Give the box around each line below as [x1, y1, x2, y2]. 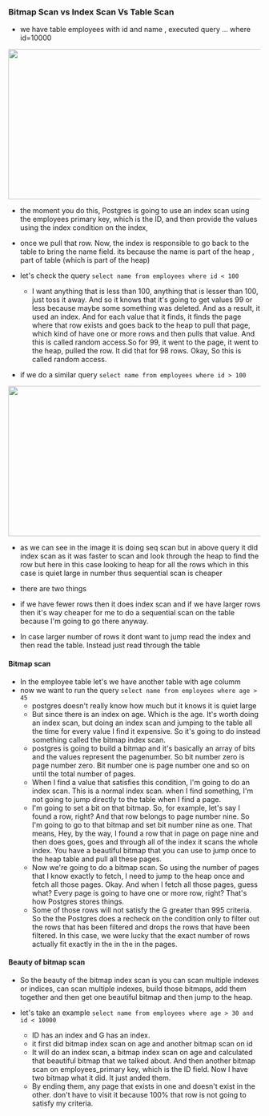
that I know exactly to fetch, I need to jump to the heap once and [31, 871, 245, 880]
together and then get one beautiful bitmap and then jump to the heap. [19, 992, 253, 1001]
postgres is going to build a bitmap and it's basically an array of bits [31, 743, 255, 753]
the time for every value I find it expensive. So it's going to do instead [31, 726, 261, 735]
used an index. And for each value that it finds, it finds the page [31, 312, 242, 322]
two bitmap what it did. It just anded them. [31, 1073, 171, 1082]
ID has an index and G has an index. [31, 1030, 151, 1040]
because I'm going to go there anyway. [19, 616, 149, 626]
